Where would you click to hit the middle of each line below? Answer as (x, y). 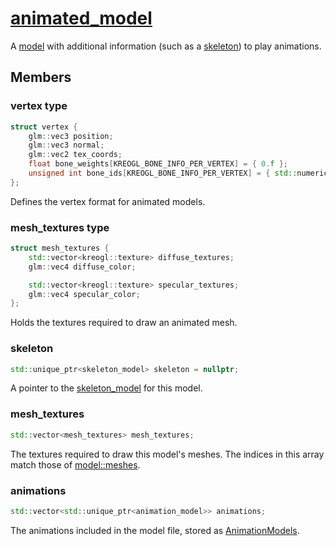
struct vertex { (44, 127)
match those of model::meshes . (75, 464)
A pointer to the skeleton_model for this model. (106, 388)
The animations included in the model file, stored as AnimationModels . (155, 530)
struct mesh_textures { (60, 248)
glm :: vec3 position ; (71, 136)
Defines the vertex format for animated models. (108, 201)
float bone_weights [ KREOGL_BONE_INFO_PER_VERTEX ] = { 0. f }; (158, 164)
